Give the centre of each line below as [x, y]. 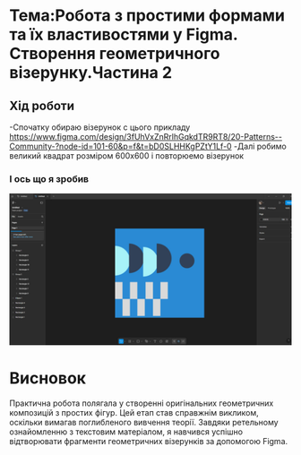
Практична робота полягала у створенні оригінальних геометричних [142, 403]
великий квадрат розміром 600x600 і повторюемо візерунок [127, 156]
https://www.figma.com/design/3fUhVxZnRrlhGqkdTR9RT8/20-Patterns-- [146, 137]
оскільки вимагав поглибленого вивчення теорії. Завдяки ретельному [144, 422]
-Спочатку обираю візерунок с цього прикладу [100, 127]
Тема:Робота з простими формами [147, 16]
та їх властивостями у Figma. [124, 34]
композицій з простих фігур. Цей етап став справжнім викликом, [134, 412]
